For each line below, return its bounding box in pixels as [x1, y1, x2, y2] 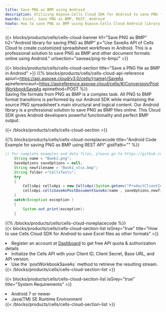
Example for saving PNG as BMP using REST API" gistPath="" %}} [5, 142, 140, 148]
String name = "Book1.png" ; [14, 156, 72, 161]
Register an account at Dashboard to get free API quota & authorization [11, 240, 156, 246]
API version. [5, 256, 30, 262]
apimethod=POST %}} [42, 86, 88, 92]
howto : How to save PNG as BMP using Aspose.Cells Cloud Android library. [5, 21, 163, 26]
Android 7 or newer [11, 291, 51, 297]
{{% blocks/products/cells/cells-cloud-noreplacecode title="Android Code [5, 137, 157, 143]
